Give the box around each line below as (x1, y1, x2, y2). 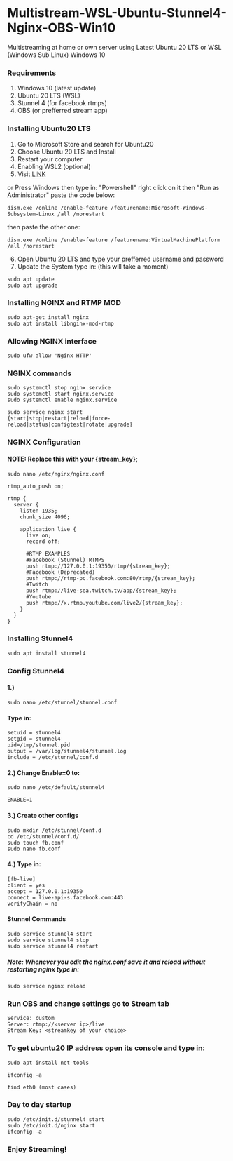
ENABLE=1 (7, 796, 33, 804)
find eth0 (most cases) (7, 1084, 77, 1091)
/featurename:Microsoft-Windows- (111, 204, 209, 211)
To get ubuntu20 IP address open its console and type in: (7, 1043, 205, 1053)
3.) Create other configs (7, 811, 79, 819)
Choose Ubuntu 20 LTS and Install (17, 147, 117, 156)
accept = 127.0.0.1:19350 (7, 887, 83, 895)
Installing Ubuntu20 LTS (7, 124, 91, 134)
